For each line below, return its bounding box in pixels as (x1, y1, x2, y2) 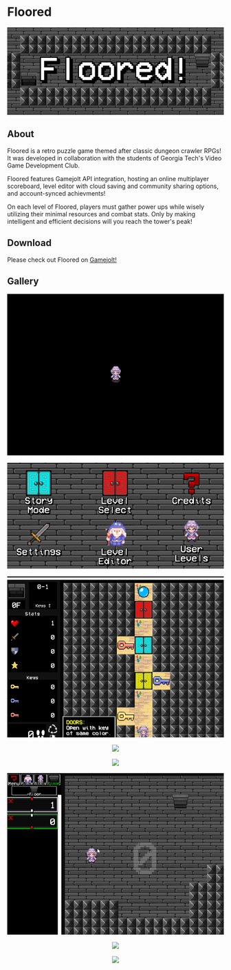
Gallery (7, 276, 39, 287)
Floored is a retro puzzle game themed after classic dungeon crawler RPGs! (7, 146, 221, 155)
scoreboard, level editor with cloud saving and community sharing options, (7, 182, 219, 190)
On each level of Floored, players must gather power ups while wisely (7, 203, 205, 211)
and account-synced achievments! (7, 189, 106, 197)
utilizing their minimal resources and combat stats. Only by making (7, 209, 196, 218)
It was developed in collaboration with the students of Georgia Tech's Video (7, 154, 222, 162)
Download (7, 237, 52, 249)
